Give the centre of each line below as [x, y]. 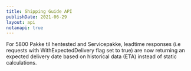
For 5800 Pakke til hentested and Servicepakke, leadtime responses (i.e [93, 44]
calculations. [22, 63]
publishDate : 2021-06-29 [37, 17]
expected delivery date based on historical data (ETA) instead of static [91, 56]
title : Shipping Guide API [39, 11]
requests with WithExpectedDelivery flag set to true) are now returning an [96, 51]
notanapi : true [25, 28]
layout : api [21, 22]
